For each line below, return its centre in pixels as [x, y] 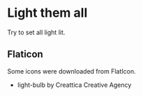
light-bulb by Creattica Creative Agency [74, 85]
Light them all [47, 13]
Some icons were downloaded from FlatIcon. [71, 71]
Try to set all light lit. [36, 32]
